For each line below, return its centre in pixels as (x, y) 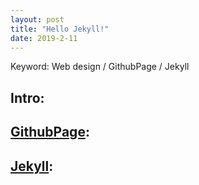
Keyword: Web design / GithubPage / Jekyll (100, 67)
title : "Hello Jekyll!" (60, 29)
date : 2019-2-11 (44, 38)
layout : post (37, 19)
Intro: (27, 97)
